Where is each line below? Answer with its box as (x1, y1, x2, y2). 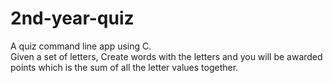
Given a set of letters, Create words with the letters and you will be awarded (10, 50, 323, 62)
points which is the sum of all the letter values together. (10, 61, 239, 73)
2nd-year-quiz (10, 7, 135, 30)
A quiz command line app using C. (10, 40, 152, 52)
